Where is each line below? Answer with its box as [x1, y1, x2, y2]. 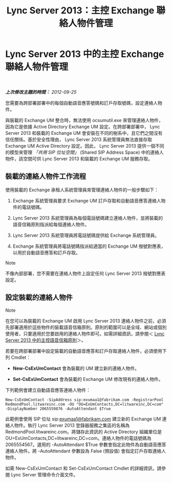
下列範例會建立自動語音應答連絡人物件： [5, 387, 91, 393]
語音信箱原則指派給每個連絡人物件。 [12, 221, 90, 227]
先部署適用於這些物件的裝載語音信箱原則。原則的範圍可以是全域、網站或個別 [5, 324, 167, 330]
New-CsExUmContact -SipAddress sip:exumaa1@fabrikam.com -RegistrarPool [5, 397, 164, 402]
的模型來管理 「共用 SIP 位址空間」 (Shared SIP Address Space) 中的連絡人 [5, 149, 164, 155]
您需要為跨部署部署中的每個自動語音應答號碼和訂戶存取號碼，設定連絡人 [5, 99, 158, 106]
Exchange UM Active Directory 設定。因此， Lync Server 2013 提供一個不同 [5, 143, 165, 149]
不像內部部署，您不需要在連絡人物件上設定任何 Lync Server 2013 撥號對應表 [5, 270, 166, 276]
